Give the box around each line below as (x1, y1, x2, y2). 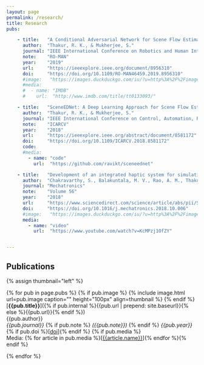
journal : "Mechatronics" (22, 183, 86, 189)
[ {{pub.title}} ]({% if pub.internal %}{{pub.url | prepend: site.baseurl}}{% (6, 302, 189, 309)
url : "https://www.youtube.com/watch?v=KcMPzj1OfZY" (33, 228, 172, 234)
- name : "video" (28, 222, 69, 228)
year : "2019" (22, 59, 64, 66)
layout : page (6, 9, 39, 15)
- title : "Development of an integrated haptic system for (17, 171, 175, 178)
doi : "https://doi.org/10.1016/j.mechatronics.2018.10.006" (22, 205, 189, 211)
